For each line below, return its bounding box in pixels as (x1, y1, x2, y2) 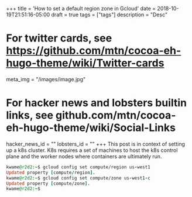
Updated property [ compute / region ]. (6, 170, 95, 175)
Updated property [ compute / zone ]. (6, 181, 91, 186)
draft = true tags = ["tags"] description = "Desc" (51, 11, 168, 18)
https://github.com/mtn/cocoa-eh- (6, 44, 181, 57)
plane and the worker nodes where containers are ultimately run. (6, 153, 162, 160)
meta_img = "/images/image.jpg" (6, 75, 86, 82)
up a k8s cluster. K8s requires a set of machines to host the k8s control (6, 146, 178, 154)
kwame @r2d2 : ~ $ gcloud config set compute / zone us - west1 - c (6, 175, 150, 181)
